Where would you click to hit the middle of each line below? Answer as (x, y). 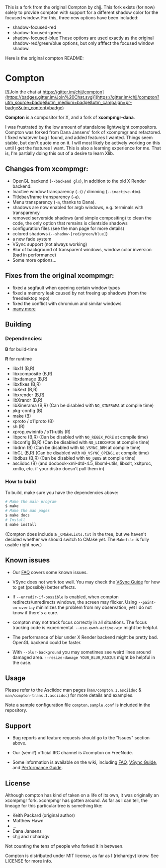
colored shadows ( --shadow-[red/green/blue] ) (60, 233)
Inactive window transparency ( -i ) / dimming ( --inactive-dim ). (77, 191)
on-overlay (24, 608)
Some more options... (34, 260)
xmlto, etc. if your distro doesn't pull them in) (58, 469)
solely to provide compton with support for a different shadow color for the (82, 12)
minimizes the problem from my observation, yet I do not (94, 607)
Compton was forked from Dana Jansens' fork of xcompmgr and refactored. (83, 132)
